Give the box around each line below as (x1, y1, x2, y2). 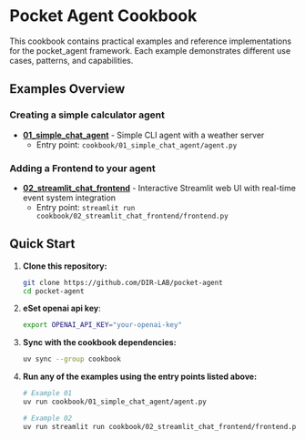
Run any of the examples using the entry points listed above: (22, 371, 258, 383)
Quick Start (9, 236, 76, 251)
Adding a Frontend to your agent (9, 161, 157, 174)
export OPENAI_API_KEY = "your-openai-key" (22, 321, 183, 330)
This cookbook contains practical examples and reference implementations (9, 36, 292, 46)
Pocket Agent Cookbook (9, 5, 198, 26)
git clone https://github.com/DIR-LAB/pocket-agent (22, 278, 223, 287)
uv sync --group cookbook (22, 354, 121, 364)
